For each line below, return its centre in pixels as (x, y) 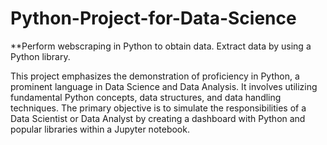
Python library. (40, 56)
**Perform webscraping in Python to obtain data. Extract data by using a (161, 46)
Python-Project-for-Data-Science (153, 18)
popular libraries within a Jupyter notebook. (100, 129)
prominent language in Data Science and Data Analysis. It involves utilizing (164, 86)
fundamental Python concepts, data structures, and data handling (146, 97)
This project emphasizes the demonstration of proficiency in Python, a (155, 76)
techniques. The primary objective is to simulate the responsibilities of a (158, 108)
